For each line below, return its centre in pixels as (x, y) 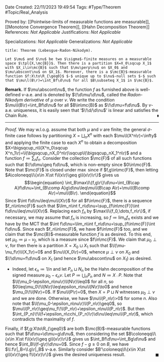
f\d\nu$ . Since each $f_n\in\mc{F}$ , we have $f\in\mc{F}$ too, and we (76, 229)
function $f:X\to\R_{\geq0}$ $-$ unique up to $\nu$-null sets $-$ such (81, 76)
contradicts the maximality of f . (43, 319)
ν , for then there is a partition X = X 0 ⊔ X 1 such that (57, 246)
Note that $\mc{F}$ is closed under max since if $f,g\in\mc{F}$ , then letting (82, 170)
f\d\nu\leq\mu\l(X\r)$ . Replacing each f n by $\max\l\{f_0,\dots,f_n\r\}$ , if (78, 211)
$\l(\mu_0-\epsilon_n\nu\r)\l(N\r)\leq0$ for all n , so (63, 282)
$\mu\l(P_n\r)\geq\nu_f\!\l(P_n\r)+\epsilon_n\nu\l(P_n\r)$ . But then (78, 309)
